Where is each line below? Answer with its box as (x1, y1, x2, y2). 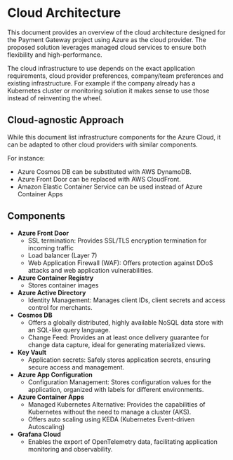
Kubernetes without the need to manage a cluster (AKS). (27, 407, 192, 416)
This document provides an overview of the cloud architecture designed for (7, 28, 226, 36)
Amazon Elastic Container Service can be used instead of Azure (17, 182, 203, 191)
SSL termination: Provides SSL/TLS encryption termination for (27, 236, 207, 245)
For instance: (7, 154, 46, 162)
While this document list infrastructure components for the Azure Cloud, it (7, 133, 221, 141)
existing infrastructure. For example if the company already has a (7, 79, 196, 87)
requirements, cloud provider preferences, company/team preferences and (7, 72, 224, 80)
